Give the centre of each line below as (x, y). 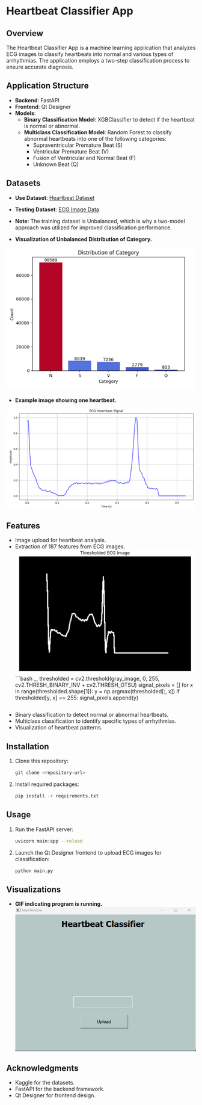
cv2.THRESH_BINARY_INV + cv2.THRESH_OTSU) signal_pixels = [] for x (104, 685)
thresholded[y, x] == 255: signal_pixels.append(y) (77, 698)
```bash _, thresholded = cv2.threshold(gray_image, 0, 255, (87, 679)
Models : (25, 113)
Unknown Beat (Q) (56, 164)
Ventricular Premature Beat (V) (71, 151)
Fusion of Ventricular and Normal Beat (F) (84, 158)
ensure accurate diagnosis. (40, 67)
